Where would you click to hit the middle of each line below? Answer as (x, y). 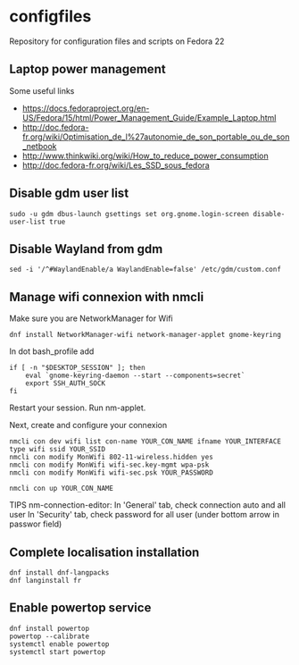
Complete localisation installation (104, 552)
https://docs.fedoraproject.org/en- (86, 108)
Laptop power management (88, 69)
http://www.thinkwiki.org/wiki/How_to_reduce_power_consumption (145, 156)
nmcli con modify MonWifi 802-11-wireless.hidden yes (112, 458)
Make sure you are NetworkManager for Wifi (91, 318)
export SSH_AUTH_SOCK (65, 383)
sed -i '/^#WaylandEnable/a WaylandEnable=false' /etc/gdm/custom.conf (145, 270)
